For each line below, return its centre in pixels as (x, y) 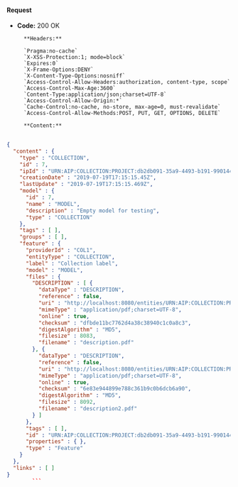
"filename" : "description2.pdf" (88, 409)
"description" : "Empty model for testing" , (92, 210)
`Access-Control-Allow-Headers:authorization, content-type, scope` (127, 82)
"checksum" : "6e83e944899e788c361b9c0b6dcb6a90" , (115, 389)
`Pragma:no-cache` (51, 51)
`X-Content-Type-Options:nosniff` (75, 76)
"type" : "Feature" (54, 448)
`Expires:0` (41, 64)
